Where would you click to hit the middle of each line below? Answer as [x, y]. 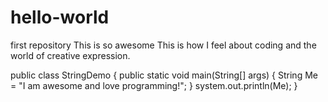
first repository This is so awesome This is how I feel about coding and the [163, 45]
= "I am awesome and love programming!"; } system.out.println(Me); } [154, 85]
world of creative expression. [70, 55]
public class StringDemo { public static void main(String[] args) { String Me [164, 75]
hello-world [60, 17]
